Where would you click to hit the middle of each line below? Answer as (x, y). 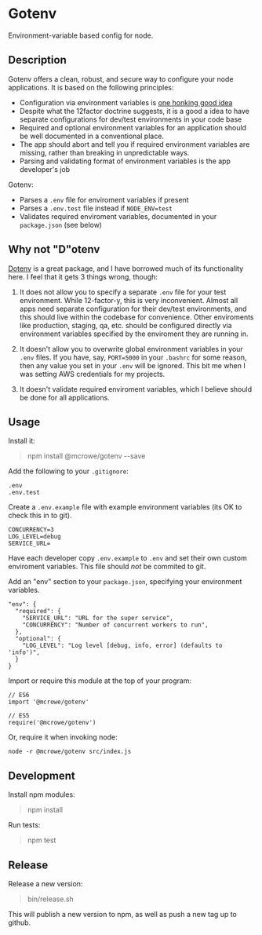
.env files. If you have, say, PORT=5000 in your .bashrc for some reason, (133, 357)
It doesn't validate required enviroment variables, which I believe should (136, 389)
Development (42, 775)
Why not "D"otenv (54, 249)
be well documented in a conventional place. (92, 136)
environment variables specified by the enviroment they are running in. (134, 334)
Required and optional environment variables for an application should (133, 127)
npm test (42, 840)
